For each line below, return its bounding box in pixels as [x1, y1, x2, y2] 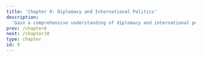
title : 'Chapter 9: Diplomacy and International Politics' [6, 8, 158, 15]
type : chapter [6, 36, 42, 42]
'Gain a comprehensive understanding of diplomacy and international [11, 20, 189, 26]
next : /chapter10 [6, 31, 50, 37]
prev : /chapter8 [6, 25, 47, 31]
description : [6, 14, 39, 20]
